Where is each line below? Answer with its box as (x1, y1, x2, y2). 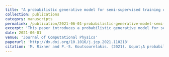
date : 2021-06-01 (5, 30, 42, 35)
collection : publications (5, 12, 59, 17)
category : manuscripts (5, 16, 53, 21)
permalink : (5, 21, 28, 26)
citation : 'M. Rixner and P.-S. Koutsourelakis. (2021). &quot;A (5, 44, 145, 49)
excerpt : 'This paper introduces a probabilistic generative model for (5, 26, 158, 31)
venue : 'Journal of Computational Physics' (5, 35, 98, 40)
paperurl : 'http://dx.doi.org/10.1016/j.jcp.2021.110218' (5, 40, 129, 45)
